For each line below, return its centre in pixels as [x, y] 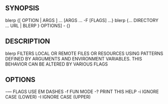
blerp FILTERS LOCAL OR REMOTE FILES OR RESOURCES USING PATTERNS [84, 53]
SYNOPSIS [22, 8]
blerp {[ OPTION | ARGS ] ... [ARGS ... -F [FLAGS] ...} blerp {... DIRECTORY [82, 20]
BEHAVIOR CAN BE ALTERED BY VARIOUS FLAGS [57, 64]
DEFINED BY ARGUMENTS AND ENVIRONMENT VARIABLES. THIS [74, 58]
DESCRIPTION [28, 41]
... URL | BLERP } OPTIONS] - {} [38, 25]
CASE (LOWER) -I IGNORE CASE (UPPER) [48, 97]
